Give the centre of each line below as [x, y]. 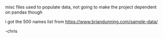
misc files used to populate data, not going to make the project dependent [81, 7]
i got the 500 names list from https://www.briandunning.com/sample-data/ [81, 22]
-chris [11, 31]
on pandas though [24, 12]
